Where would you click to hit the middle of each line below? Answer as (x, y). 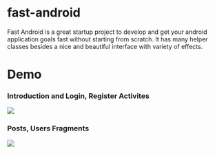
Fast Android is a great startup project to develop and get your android (107, 32)
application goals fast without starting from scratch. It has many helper (107, 39)
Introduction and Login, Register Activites (78, 96)
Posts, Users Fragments (48, 128)
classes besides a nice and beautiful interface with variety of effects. (105, 46)
